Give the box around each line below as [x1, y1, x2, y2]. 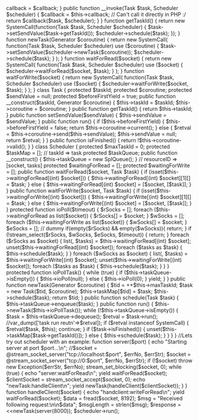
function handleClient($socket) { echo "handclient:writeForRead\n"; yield [6, 389, 185, 395]
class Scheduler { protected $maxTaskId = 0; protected [35, 143, 171, 150]
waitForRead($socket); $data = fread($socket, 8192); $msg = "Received [6, 395, 183, 402]
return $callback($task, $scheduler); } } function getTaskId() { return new [6, 17, 185, 24]
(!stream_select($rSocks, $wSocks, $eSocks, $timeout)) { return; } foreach [6, 231, 190, 238]
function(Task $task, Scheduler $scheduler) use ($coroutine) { [6, 43, 159, 49]
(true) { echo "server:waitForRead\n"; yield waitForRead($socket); [6, 370, 168, 377]
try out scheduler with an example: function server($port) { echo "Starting [6, 338, 187, 345]
